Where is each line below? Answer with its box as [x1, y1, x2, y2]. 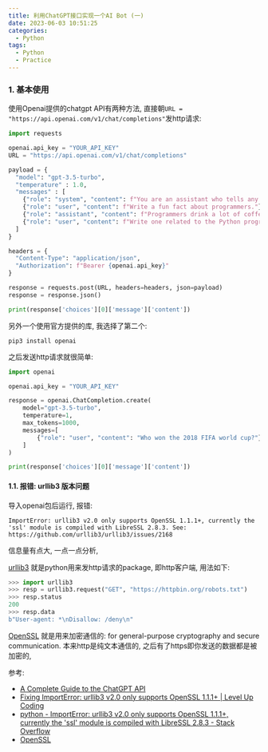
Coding [19, 700, 45, 710]
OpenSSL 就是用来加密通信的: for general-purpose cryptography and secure [8, 631, 260, 640]
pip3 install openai [8, 337, 77, 345]
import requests [8, 129, 62, 138]
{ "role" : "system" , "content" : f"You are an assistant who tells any [22, 196, 259, 204]
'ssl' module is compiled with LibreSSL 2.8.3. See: [8, 524, 187, 532]
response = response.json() [8, 291, 102, 299]
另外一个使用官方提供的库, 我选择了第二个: [8, 321, 148, 330]
